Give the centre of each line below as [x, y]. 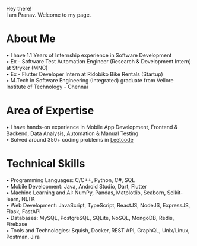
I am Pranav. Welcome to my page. [49, 15]
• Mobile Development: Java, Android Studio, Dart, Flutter [77, 186]
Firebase [17, 224]
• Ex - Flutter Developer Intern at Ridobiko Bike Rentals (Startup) [85, 74]
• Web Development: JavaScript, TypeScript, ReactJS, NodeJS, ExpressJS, [98, 205]
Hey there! [19, 9]
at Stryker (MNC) [27, 68]
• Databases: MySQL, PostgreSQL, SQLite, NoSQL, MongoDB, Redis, [90, 218]
